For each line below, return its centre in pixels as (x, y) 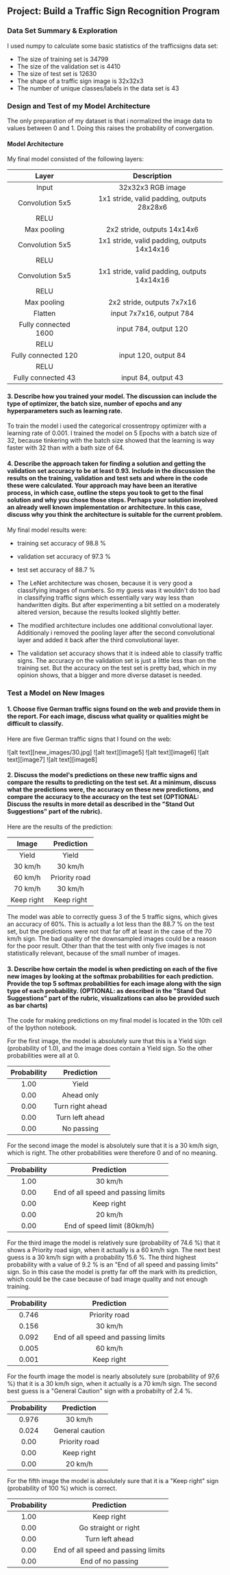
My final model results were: (47, 530)
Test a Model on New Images (56, 693)
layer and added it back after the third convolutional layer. (98, 639)
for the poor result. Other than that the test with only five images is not (106, 946)
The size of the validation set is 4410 (69, 66)
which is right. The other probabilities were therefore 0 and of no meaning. (112, 1153)
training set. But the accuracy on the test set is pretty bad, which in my (117, 668)
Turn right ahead (80, 1106)
